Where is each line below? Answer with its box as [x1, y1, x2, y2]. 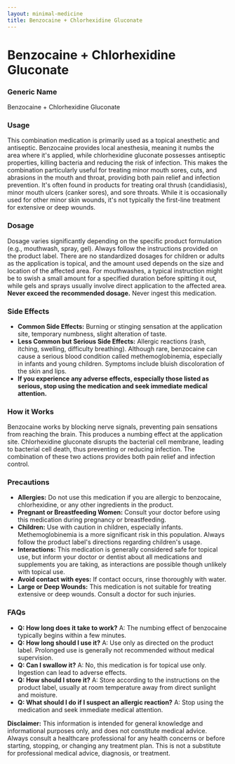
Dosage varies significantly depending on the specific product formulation [7, 236, 222, 245]
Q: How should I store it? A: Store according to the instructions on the [17, 676, 220, 684]
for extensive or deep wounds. [7, 203, 96, 212]
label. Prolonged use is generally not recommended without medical [17, 646, 215, 654]
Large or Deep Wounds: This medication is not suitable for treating [17, 582, 212, 591]
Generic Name [7, 87, 58, 97]
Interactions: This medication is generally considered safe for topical [17, 545, 218, 554]
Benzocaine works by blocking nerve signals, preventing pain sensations [7, 423, 218, 431]
